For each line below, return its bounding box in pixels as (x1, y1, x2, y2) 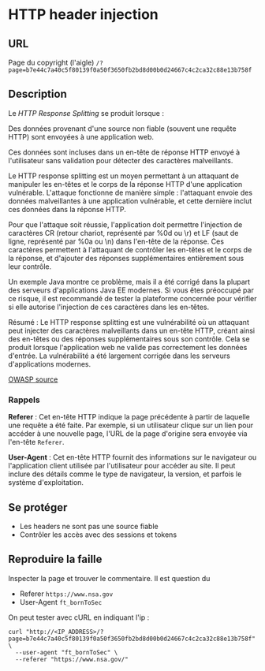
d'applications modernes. (8, 359, 91, 368)
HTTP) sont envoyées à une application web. (8, 132, 155, 141)
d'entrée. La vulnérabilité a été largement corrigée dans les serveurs (8, 351, 230, 360)
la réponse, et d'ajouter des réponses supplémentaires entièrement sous (8, 253, 244, 263)
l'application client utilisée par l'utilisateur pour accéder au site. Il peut (8, 461, 236, 471)
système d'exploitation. (8, 478, 84, 487)
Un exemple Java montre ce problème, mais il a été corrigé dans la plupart (8, 277, 251, 286)
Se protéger (8, 501, 68, 514)
